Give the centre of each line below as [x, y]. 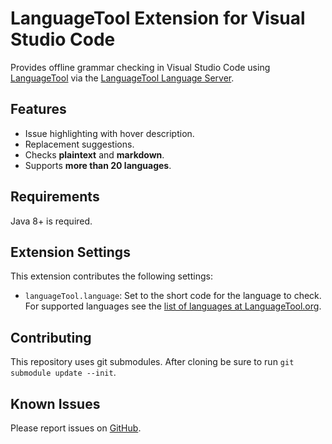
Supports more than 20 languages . [98, 165]
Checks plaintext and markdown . [94, 154]
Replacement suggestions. [79, 144]
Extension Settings [70, 252]
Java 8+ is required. [51, 221]
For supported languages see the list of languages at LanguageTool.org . [173, 306]
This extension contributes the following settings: [111, 276]
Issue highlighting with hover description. [109, 133]
